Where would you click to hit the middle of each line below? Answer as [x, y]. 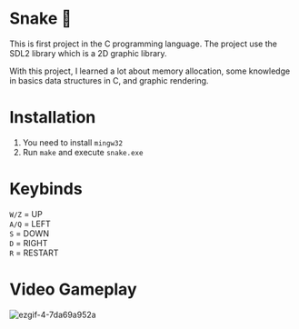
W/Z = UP [26, 214]
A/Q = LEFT [30, 224]
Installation [53, 118]
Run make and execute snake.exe [83, 152]
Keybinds [46, 189]
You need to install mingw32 [73, 142]
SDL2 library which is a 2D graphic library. [88, 53]
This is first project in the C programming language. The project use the [143, 44]
